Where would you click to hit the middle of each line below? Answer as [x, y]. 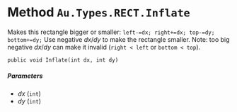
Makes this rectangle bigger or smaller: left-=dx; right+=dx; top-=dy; [111, 32]
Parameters [25, 76]
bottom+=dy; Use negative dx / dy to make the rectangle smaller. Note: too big [118, 39]
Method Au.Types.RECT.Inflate [99, 12]
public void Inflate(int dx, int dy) [63, 60]
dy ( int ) [29, 101]
